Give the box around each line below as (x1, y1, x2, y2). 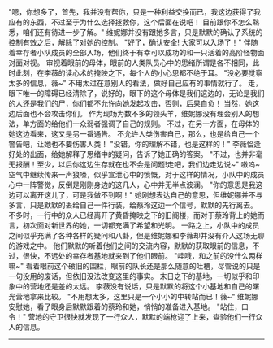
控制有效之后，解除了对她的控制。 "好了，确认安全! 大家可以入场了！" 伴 (8, 37, 251, 47)
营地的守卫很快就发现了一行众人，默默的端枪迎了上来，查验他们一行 (28, 312, 256, 321)
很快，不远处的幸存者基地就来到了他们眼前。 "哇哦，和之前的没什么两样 (22, 251, 263, 260)
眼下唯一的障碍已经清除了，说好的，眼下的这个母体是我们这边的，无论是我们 (8, 89, 265, 98)
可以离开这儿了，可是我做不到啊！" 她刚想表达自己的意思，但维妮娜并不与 (15, 190, 263, 199)
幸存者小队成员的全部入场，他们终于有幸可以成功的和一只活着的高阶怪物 (15, 48, 258, 57)
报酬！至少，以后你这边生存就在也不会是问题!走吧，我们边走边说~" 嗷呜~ (15, 159, 261, 169)
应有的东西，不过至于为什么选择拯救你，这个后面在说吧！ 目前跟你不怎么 (8, 17, 253, 27)
